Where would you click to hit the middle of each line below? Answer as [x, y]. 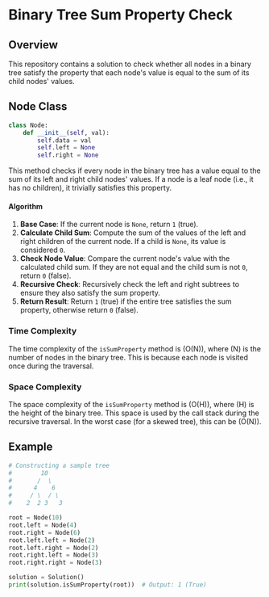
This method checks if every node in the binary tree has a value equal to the [134, 170]
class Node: [28, 125]
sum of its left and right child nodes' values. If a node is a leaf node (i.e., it [131, 179]
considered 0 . [43, 250]
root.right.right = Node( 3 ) [56, 563]
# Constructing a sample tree [59, 465]
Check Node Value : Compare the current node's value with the [125, 259]
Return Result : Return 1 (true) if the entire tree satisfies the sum [126, 301]
